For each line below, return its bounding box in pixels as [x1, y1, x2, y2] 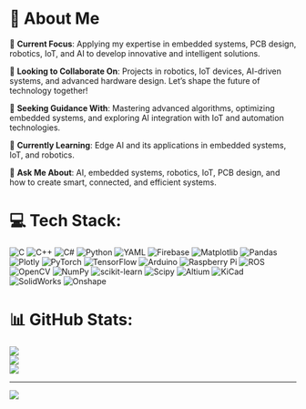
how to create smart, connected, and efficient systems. [9, 177, 217, 188]
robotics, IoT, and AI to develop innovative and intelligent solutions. [9, 47, 261, 58]
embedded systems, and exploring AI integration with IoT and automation [9, 112, 284, 123]
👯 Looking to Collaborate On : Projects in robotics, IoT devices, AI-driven [9, 66, 282, 77]
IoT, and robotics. [9, 149, 76, 160]
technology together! [9, 85, 88, 96]
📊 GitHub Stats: [9, 310, 134, 331]
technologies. [9, 122, 61, 133]
